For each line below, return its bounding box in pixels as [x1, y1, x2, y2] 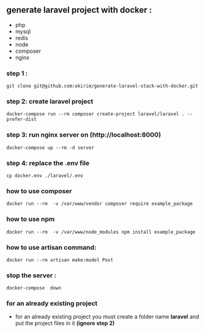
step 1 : [6, 69, 28, 77]
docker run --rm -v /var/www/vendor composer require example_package [6, 201, 193, 207]
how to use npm [6, 215, 55, 223]
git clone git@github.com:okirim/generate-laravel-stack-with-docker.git [6, 83, 199, 90]
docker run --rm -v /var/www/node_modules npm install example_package [6, 229, 196, 235]
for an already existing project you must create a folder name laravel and [15, 313, 199, 321]
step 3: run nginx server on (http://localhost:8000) [6, 131, 161, 139]
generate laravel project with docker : [6, 5, 152, 15]
